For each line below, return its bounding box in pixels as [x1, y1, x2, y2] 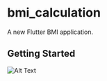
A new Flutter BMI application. [7, 28, 94, 36]
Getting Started [7, 48, 76, 60]
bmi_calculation [7, 5, 101, 21]
